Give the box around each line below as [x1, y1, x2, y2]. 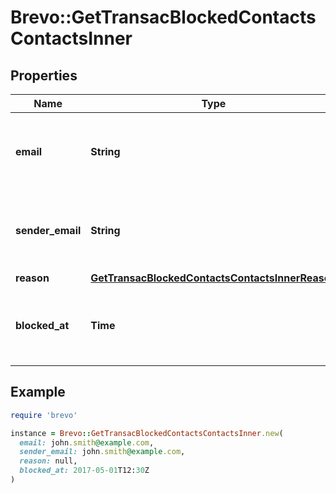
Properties [10, 67, 78, 84]
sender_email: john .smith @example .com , [19, 447, 186, 457]
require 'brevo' [10, 410, 78, 420]
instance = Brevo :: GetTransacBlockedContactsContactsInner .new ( [10, 428, 284, 438]
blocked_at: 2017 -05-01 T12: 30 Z [19, 466, 150, 476]
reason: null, [19, 456, 78, 466]
